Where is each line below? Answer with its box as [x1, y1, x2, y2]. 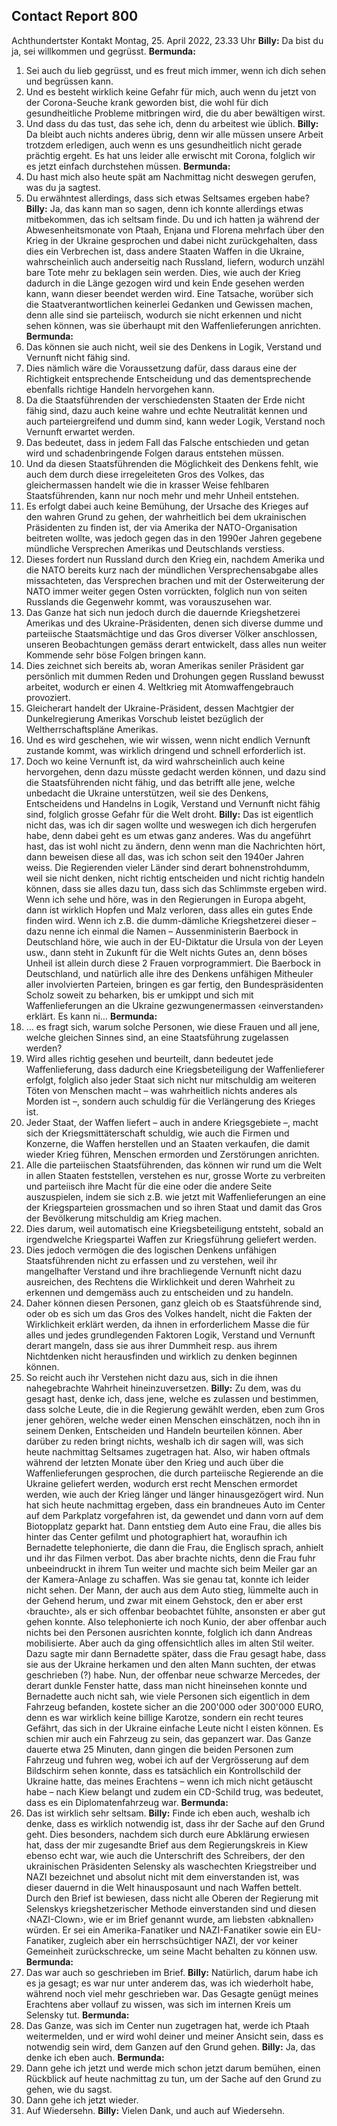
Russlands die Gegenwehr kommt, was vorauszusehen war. [25, 595, 273, 608]
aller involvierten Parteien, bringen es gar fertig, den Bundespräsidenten [25, 978, 324, 990]
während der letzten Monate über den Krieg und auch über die [25, 1456, 284, 1468]
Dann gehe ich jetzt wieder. [25, 2094, 139, 2106]
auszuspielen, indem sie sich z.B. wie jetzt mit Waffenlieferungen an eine [25, 1190, 327, 1203]
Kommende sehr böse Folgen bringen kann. [25, 649, 207, 661]
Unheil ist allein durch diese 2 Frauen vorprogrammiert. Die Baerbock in [25, 957, 322, 969]
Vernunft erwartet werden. [25, 425, 136, 438]
